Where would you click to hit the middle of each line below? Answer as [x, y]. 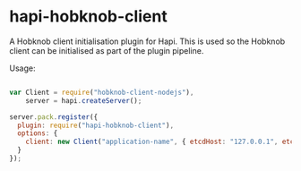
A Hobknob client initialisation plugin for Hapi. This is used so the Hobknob [147, 41]
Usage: [22, 68]
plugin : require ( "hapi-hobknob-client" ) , [96, 125]
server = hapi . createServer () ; [84, 100]
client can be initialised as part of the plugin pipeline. [107, 50]
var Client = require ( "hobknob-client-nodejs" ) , [102, 92]
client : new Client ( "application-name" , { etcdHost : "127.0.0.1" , [152, 142]
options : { [38, 133]
